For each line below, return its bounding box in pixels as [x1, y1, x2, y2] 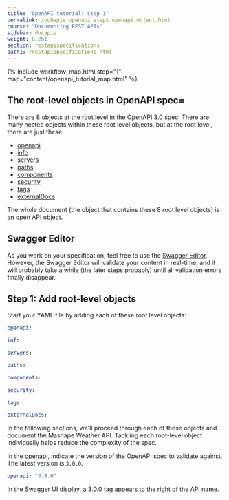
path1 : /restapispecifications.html [7, 49, 112, 56]
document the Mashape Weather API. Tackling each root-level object [7, 431, 203, 439]
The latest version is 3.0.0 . [7, 459, 84, 468]
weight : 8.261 [7, 36, 48, 43]
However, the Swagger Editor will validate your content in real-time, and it [7, 258, 216, 267]
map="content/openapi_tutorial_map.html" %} [7, 74, 138, 83]
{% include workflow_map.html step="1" [7, 67, 122, 76]
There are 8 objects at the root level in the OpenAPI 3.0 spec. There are [7, 113, 210, 121]
